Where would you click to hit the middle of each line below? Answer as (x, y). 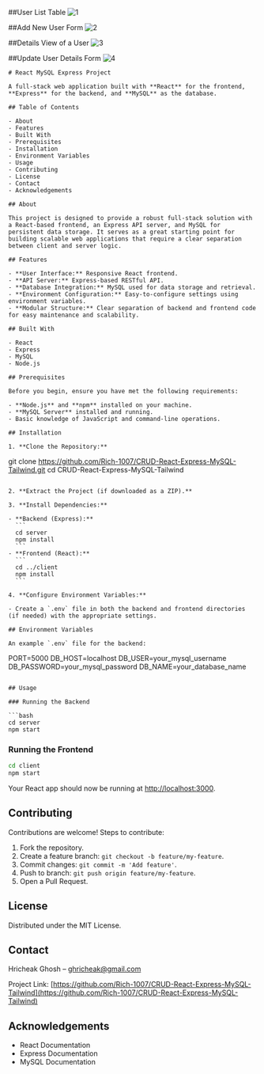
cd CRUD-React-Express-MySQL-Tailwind (115, 470)
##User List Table (37, 12)
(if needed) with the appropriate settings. (83, 616)
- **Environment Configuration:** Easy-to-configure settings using (123, 294)
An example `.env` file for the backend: (77, 643)
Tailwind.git (27, 470)
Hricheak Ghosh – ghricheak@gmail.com (75, 969)
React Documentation (55, 1046)
